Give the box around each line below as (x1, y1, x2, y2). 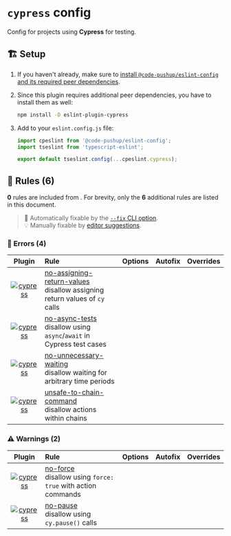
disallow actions (44, 405, 97, 414)
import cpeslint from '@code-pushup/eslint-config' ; (16, 137, 172, 144)
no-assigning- (44, 268, 93, 278)
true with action (45, 480, 97, 490)
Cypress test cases (44, 339, 107, 349)
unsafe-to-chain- (44, 387, 104, 397)
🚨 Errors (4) (7, 239, 47, 248)
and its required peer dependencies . (16, 77, 120, 85)
